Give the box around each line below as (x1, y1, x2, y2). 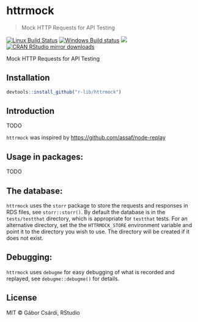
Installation (6, 73, 50, 83)
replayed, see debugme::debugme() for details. (6, 275, 120, 282)
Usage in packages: (6, 151, 84, 162)
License (6, 293, 37, 303)
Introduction (6, 106, 55, 116)
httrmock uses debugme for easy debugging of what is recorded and (6, 268, 175, 275)
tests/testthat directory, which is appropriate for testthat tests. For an (6, 215, 188, 222)
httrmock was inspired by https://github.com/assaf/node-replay (6, 134, 166, 141)
